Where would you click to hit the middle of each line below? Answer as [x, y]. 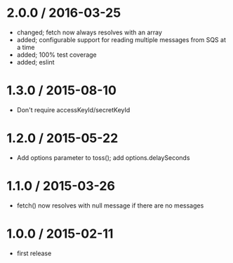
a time [26, 47]
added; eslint [35, 62]
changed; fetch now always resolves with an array [89, 32]
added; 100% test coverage [57, 55]
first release [34, 253]
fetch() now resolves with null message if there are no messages [110, 205]
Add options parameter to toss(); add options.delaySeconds [103, 157]
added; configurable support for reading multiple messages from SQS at [121, 39]
